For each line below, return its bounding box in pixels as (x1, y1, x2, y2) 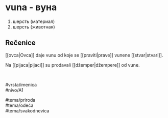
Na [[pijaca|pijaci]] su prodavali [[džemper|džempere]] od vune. (5, 62, 140, 68)
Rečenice (5, 39, 36, 47)
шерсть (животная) (12, 23, 55, 29)
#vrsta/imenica (5, 81, 37, 87)
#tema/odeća (5, 102, 34, 108)
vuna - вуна (5, 2, 57, 13)
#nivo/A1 (5, 87, 24, 93)
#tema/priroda (5, 97, 36, 103)
